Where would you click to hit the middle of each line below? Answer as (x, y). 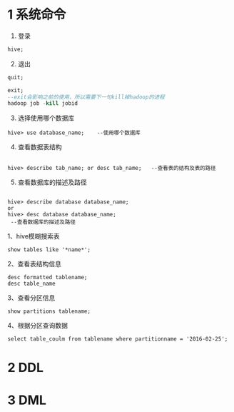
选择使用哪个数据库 (46, 118)
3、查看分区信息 (31, 298)
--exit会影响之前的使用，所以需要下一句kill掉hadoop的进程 (86, 97)
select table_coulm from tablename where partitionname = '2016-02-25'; (118, 339)
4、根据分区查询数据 (38, 326)
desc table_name (31, 284)
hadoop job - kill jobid (43, 104)
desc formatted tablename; (47, 278)
